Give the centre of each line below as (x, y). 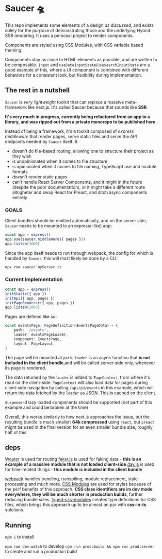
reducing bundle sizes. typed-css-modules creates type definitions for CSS (81, 500)
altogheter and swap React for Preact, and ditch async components (80, 192)
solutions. (15, 510)
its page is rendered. (26, 368)
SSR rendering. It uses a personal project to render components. (69, 35)
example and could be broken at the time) (47, 407)
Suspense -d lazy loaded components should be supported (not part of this (79, 402)
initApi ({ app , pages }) (30, 298)
